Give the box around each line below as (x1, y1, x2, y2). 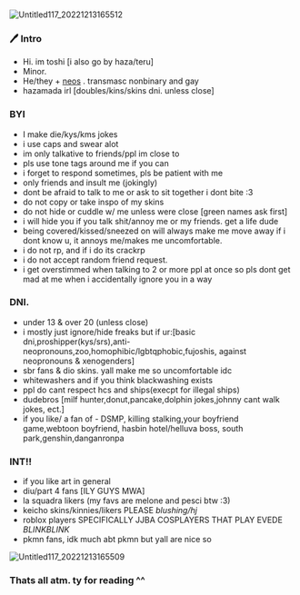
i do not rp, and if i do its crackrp (22, 244, 145, 255)
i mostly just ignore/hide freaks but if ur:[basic (22, 326, 196, 337)
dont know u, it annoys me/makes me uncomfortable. (22, 234, 223, 245)
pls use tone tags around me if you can (22, 157, 170, 168)
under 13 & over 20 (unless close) (22, 316, 149, 327)
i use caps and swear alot (22, 138, 119, 149)
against (218, 345, 247, 356)
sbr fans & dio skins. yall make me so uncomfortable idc (22, 364, 233, 376)
